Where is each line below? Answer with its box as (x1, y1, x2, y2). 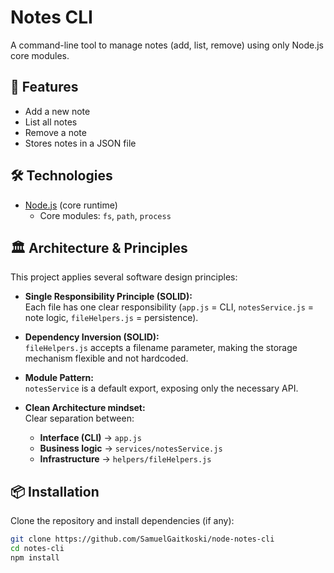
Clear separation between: (24, 412, 135, 425)
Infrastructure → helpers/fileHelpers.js (39, 453, 212, 465)
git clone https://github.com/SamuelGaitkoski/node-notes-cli (10, 534, 275, 545)
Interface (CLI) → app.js (39, 432, 142, 444)
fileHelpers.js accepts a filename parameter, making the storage (24, 342, 298, 354)
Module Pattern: (24, 372, 94, 384)
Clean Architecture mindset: (24, 402, 146, 414)
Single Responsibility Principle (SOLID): (24, 291, 193, 303)
